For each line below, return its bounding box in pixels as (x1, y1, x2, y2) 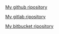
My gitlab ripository (5, 14, 46, 19)
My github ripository (5, 4, 47, 10)
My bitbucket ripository (5, 23, 54, 29)
